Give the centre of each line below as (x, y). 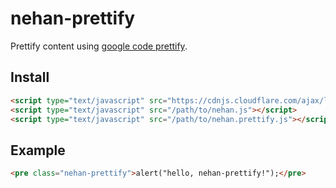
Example (38, 150)
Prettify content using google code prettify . (99, 46)
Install (30, 77)
